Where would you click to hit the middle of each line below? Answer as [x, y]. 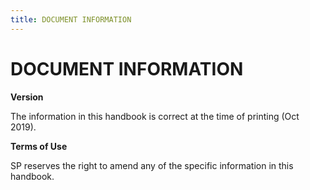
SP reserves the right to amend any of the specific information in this [152, 165]
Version [27, 97]
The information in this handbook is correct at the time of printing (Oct [155, 116]
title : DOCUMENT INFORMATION [71, 19]
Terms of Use [39, 146]
